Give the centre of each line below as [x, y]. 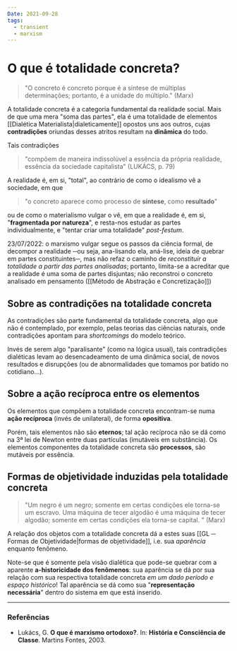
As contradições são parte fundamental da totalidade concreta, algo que [113, 321]
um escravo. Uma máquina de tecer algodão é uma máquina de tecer [125, 512]
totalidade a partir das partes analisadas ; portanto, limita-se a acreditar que [119, 266]
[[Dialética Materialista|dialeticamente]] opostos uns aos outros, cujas [109, 124]
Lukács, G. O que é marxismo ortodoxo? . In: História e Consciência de [121, 632]
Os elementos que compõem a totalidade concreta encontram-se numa [111, 411]
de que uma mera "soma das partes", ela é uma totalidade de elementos [112, 117]
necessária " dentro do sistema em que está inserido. [85, 592]
